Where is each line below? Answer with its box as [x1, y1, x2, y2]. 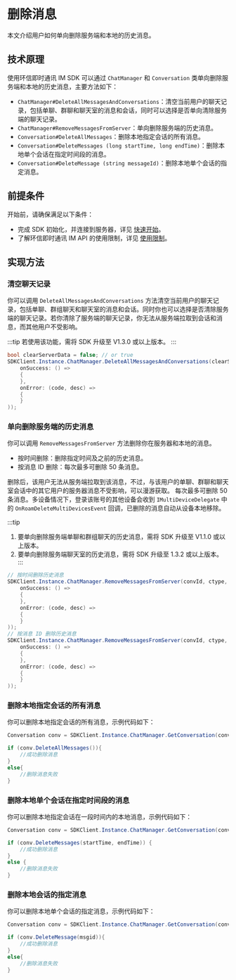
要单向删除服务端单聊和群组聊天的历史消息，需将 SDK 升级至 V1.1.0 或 [17, 533, 220, 541]
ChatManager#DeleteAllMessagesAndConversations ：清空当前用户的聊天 [17, 97, 221, 105]
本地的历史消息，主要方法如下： [25, 82, 118, 91]
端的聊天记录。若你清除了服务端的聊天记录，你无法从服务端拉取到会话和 [7, 314, 216, 322]
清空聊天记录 [7, 279, 51, 289]
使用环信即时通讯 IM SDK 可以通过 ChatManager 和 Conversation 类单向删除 [7, 73, 223, 81]
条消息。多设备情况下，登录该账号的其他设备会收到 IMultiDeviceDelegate [7, 495, 220, 504]
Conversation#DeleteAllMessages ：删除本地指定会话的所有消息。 [17, 132, 205, 141]
